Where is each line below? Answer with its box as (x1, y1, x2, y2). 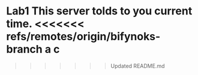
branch (6, 43, 43, 56)
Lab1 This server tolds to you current (6, 4, 193, 18)
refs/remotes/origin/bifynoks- (6, 30, 161, 43)
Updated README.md (110, 62, 165, 70)
